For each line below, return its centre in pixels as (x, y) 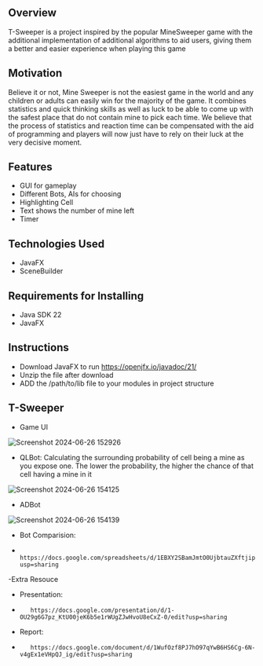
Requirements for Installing (76, 296)
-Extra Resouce (33, 579)
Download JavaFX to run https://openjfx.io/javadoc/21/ (108, 366)
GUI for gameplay (48, 186)
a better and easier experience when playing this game (97, 48)
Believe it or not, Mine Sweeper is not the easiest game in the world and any (131, 92)
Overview (33, 13)
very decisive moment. (45, 142)
